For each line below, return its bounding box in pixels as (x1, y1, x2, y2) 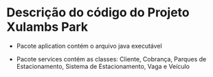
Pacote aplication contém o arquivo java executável (16, 42, 162, 50)
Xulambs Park (6, 19, 89, 35)
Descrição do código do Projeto (6, 5, 190, 20)
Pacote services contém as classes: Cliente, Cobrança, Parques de (16, 55, 207, 63)
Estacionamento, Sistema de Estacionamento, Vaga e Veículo (16, 62, 190, 70)
